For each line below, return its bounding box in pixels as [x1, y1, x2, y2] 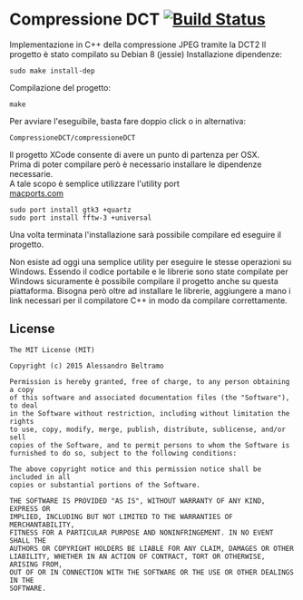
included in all [9, 472, 71, 481]
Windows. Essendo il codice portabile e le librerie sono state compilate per [9, 266, 288, 277]
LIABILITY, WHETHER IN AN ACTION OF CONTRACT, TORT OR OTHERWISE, [9, 552, 266, 561]
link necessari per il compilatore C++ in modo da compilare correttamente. [9, 295, 288, 306]
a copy [9, 385, 34, 394]
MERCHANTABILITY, [9, 520, 75, 529]
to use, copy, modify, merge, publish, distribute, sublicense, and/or [9, 425, 286, 434]
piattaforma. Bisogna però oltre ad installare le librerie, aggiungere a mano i [9, 285, 291, 296]
